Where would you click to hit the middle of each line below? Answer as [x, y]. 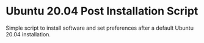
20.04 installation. [28, 34]
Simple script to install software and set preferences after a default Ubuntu [100, 28]
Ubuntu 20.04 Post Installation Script [102, 11]
